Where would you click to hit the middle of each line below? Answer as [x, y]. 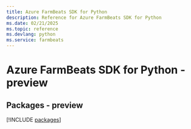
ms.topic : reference [33, 29]
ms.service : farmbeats [35, 40]
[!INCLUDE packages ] [34, 120]
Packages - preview [45, 105]
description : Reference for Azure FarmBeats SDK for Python [84, 18]
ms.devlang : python [31, 35]
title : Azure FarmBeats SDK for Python [57, 12]
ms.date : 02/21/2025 [33, 23]
